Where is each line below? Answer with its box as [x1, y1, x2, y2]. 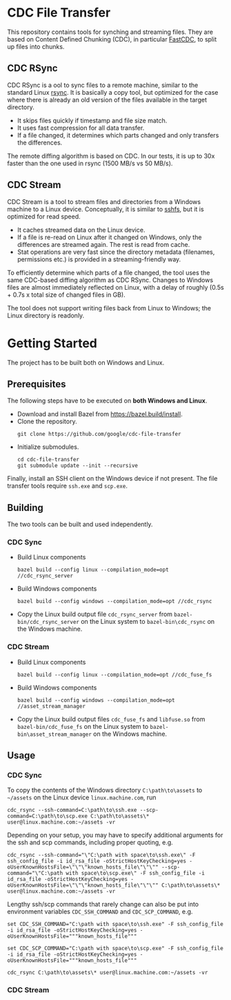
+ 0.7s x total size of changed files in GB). [7, 290, 125, 299]
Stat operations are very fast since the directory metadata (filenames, [17, 248, 215, 256]
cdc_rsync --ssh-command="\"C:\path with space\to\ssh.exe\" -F [7, 852, 196, 859]
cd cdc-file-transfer [17, 456, 79, 463]
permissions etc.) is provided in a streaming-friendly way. [17, 254, 181, 263]
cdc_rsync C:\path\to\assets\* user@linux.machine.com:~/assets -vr [7, 970, 208, 976]
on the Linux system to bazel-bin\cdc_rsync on [80, 618, 215, 626]
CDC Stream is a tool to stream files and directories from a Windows [7, 197, 201, 205]
